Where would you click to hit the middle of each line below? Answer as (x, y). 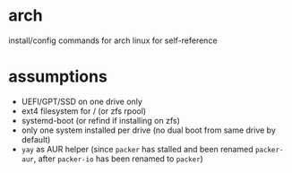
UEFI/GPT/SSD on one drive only (82, 101)
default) (36, 139)
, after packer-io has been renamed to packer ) (118, 159)
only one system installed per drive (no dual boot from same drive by (149, 130)
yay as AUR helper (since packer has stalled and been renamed (137, 149)
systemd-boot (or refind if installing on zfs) (101, 120)
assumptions (58, 77)
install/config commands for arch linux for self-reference (113, 40)
